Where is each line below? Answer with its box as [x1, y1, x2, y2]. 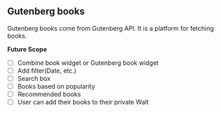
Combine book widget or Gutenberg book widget [17, 59, 159, 67]
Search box [17, 74, 51, 82]
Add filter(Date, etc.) [17, 66, 77, 75]
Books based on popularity [17, 82, 96, 90]
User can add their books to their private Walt [17, 98, 149, 107]
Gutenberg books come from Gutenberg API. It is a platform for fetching [7, 24, 215, 32]
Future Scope [7, 45, 48, 53]
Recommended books [17, 90, 81, 98]
